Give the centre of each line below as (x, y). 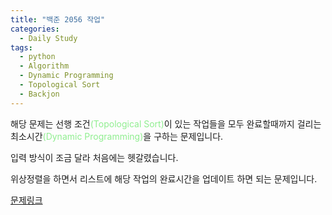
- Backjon (39, 94)
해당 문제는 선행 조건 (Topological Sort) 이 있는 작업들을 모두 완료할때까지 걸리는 (166, 123)
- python (37, 57)
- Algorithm (44, 66)
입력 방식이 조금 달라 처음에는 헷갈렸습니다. (94, 157)
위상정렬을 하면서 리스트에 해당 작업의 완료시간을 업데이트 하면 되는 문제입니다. (164, 178)
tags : (21, 47)
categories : (35, 29)
